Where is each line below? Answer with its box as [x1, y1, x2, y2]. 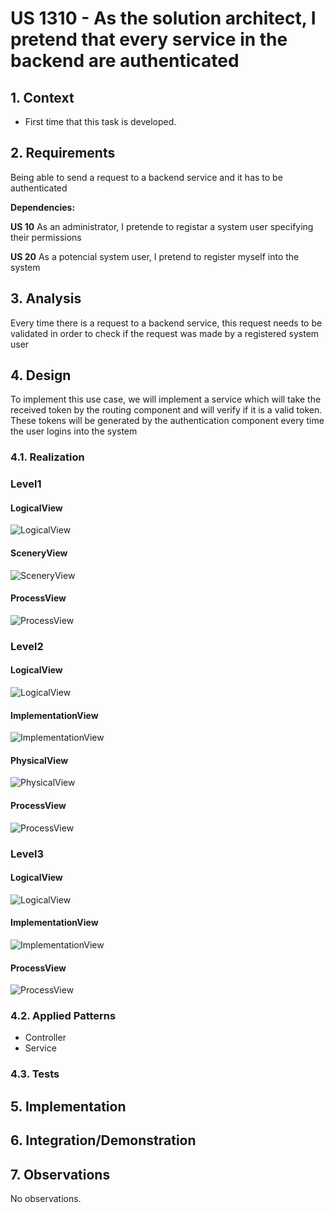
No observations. [10, 1192, 82, 1204]
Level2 [10, 639, 44, 653]
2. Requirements [10, 145, 116, 162]
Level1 [10, 477, 42, 491]
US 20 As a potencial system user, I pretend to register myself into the [10, 250, 300, 262]
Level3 [10, 847, 44, 861]
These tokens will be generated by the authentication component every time [10, 415, 325, 427]
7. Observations [10, 1166, 111, 1183]
